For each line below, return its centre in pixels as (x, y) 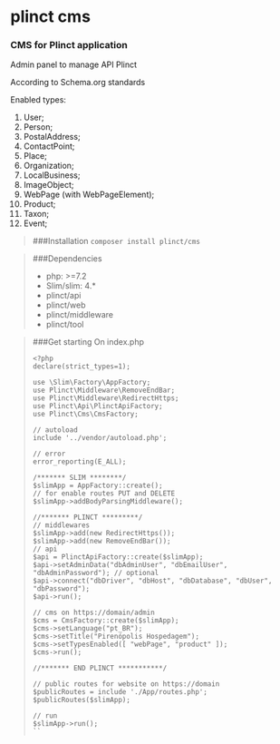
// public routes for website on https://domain (126, 684)
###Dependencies (67, 259)
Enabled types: (39, 100)
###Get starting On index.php (88, 342)
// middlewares (61, 525)
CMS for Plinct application (69, 45)
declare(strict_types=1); (81, 367)
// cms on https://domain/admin (93, 613)
